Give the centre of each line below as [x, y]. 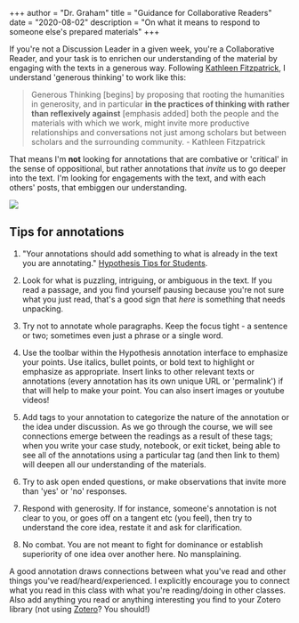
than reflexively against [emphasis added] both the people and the [155, 113]
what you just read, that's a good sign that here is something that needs [154, 299]
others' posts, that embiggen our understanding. [98, 187]
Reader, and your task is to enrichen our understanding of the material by [143, 58]
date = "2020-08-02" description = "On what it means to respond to [135, 22]
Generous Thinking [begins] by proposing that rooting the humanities [158, 94]
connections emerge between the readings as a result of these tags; [147, 436]
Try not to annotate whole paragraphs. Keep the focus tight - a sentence [155, 326]
